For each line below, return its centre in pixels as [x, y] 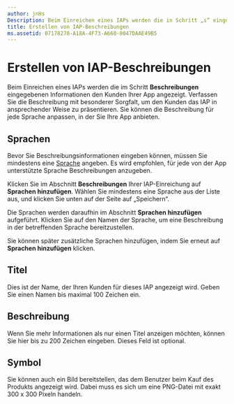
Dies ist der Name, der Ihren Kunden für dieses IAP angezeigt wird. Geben [114, 287]
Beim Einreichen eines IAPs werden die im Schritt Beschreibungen [103, 87]
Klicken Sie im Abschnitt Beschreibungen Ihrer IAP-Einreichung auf [104, 184]
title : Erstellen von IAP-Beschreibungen [68, 27]
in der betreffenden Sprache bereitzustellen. [71, 227]
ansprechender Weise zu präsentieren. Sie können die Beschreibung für [111, 110]
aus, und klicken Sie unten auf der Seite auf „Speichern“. [88, 199]
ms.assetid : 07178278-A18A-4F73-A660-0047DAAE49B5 [82, 33]
